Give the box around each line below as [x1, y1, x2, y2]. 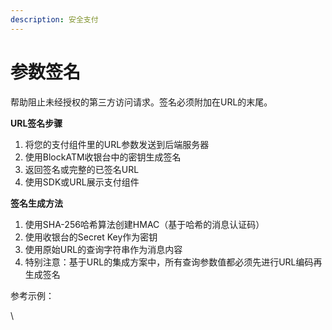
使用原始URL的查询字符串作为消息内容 [24, 243, 183, 255]
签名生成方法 [10, 197, 63, 209]
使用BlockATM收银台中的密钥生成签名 [24, 151, 182, 163]
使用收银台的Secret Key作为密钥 [24, 231, 158, 243]
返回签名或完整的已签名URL [24, 163, 140, 175]
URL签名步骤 [10, 117, 63, 129]
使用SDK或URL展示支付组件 [24, 176, 140, 188]
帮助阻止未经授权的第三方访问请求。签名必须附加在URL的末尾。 [10, 96, 273, 108]
